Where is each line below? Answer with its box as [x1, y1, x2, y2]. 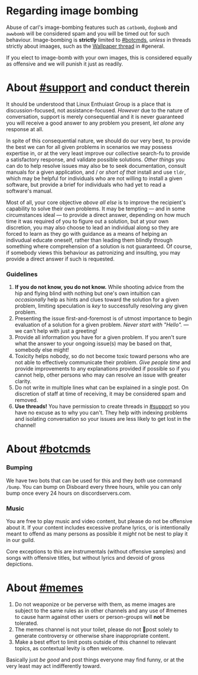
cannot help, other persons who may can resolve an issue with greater [14, 371, 187, 379]
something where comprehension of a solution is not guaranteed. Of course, [6, 242, 192, 249]
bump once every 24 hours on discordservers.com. [6, 489, 132, 496]
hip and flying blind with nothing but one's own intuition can [14, 290, 161, 297]
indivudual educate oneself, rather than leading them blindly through [6, 236, 173, 244]
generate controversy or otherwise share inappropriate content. [14, 632, 170, 639]
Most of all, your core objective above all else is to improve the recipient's [6, 199, 186, 206]
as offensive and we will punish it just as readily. [6, 60, 124, 67]
